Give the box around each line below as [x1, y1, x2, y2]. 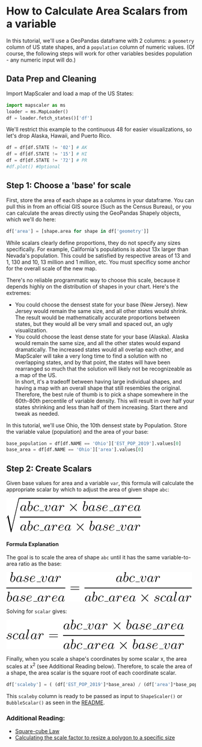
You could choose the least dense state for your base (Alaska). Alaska [14, 333, 189, 340]
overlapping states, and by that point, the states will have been [14, 358, 170, 366]
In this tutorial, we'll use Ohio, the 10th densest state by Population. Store [6, 421, 188, 429]
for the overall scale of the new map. [6, 264, 97, 272]
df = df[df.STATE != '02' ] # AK [6, 145, 87, 151]
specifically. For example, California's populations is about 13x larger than [6, 246, 189, 253]
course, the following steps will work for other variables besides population [6, 49, 192, 57]
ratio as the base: [18, 560, 62, 568]
